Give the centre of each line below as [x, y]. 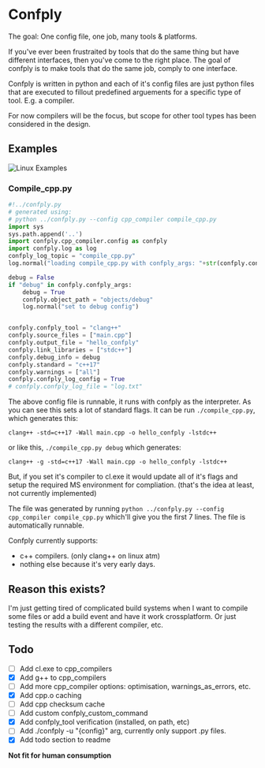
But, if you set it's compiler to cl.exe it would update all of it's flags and [123, 477]
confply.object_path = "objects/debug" [88, 300]
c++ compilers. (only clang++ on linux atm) [90, 556]
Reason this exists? [57, 589]
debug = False [32, 278]
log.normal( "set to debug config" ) [81, 307]
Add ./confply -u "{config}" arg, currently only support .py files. [123, 731]
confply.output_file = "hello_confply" [74, 343]
